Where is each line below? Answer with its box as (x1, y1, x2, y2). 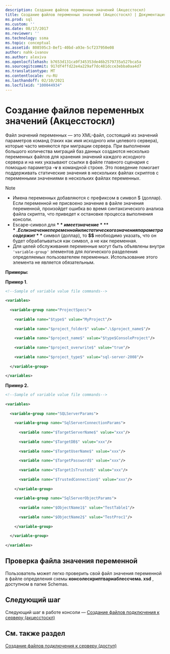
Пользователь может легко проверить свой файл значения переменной (5, 570, 162, 576)
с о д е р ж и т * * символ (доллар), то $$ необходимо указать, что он (12, 232, 157, 238)
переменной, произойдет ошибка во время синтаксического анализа (12, 206, 163, 212)
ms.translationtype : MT (5, 69, 56, 74)
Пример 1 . (5, 279, 28, 285)
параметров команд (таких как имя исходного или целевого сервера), (5, 137, 159, 143)
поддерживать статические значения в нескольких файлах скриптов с (5, 170, 159, 176)
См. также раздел (5, 629, 66, 638)
